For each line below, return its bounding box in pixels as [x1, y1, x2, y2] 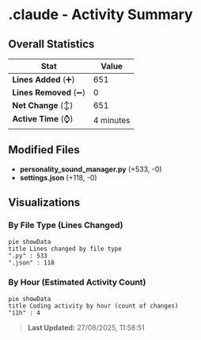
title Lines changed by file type [8, 245, 123, 253]
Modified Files [8, 143, 81, 156]
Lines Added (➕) [12, 74, 75, 85]
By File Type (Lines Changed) [8, 220, 123, 231]
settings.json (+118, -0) [19, 172, 97, 182]
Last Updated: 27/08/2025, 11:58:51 [27, 323, 145, 332]
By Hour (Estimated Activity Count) [8, 276, 146, 288]
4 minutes [93, 114, 131, 126]
